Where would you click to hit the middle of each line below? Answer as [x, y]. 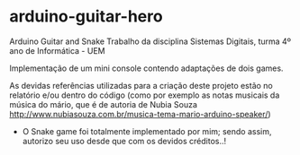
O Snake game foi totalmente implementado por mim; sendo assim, [147, 131]
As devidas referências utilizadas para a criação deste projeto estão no [141, 85]
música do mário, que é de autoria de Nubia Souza [104, 104]
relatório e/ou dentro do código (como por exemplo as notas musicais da [145, 95]
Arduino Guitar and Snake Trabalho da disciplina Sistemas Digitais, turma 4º [150, 41]
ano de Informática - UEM [57, 50]
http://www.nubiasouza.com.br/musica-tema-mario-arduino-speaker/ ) [141, 114]
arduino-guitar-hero [86, 17]
